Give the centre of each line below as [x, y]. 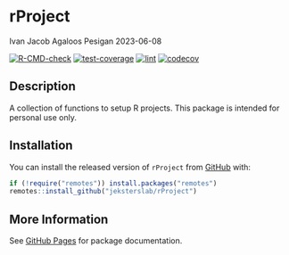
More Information [59, 219]
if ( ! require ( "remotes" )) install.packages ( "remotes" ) [113, 183]
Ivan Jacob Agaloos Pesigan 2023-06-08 [86, 41]
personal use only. [43, 117]
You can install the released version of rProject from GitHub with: [130, 167]
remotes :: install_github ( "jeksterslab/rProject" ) [103, 192]
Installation [41, 146]
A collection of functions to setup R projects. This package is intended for [144, 108]
